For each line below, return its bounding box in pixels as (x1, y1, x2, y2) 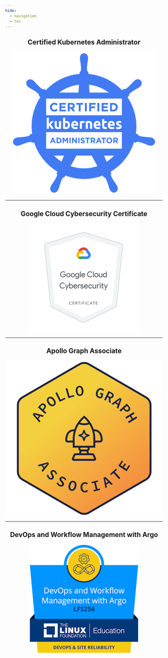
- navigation (9, 13, 37, 19)
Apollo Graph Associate (46, 347, 122, 355)
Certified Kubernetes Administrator (27, 38, 141, 46)
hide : (5, 8, 16, 13)
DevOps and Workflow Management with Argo (9, 531, 158, 539)
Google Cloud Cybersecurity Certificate (20, 209, 147, 218)
